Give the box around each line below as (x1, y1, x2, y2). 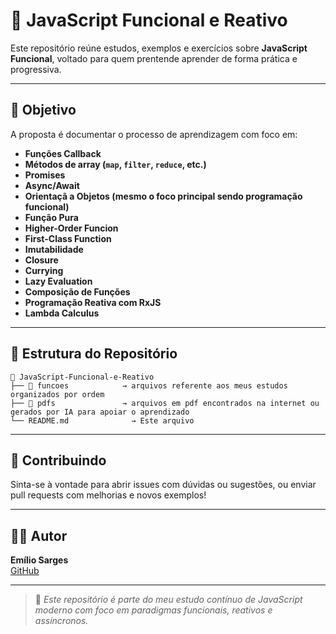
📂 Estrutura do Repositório (10, 345, 178, 363)
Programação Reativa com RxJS (24, 296, 162, 308)
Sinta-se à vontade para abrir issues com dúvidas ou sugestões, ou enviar (10, 479, 317, 491)
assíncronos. (34, 615, 89, 627)
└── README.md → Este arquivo (10, 415, 195, 426)
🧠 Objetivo (10, 102, 77, 119)
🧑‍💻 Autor (10, 527, 68, 544)
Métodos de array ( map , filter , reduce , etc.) (24, 158, 207, 170)
